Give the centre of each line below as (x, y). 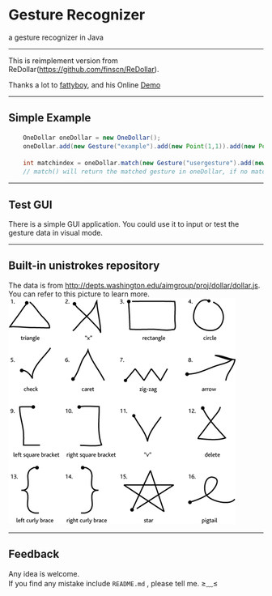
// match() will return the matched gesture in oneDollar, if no (136, 172)
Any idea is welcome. (44, 573)
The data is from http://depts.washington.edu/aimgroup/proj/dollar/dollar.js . (134, 285)
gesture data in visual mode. (56, 232)
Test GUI (30, 204)
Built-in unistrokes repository (84, 266)
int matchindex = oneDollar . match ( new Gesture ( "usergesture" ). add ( (139, 164)
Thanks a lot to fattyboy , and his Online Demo (85, 85)
